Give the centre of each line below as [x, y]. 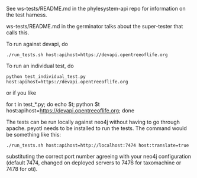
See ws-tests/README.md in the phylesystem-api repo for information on [96, 9]
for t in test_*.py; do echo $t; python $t [53, 104]
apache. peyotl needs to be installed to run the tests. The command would [97, 128]
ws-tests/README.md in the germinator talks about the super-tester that [95, 26]
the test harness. [27, 15]
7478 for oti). [22, 169]
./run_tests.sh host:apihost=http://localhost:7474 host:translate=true [98, 145]
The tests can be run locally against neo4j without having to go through [93, 122]
